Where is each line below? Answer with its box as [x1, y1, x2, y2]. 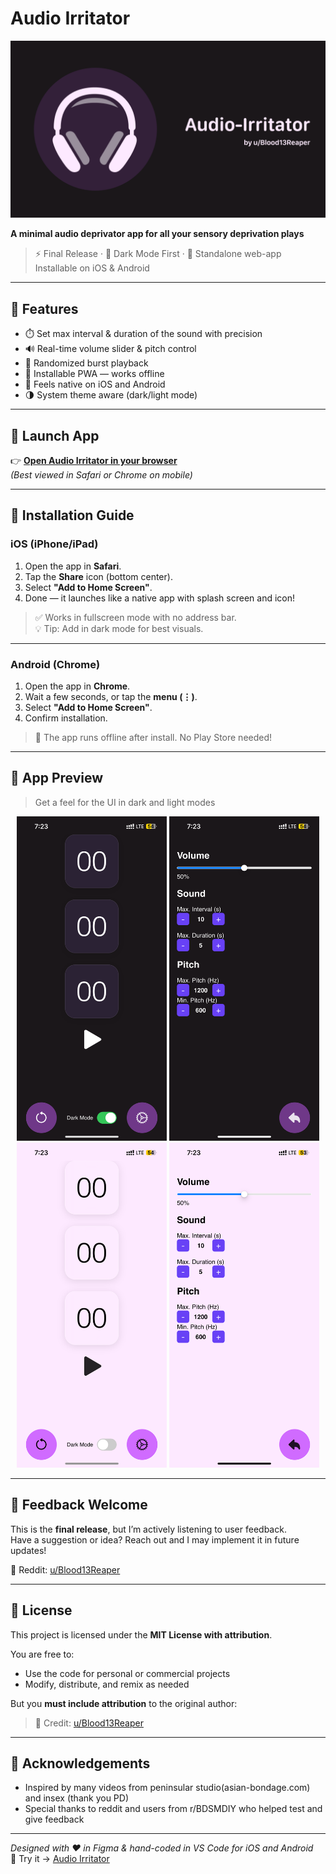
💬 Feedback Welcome [10, 1497, 148, 1514]
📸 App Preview [10, 770, 104, 787]
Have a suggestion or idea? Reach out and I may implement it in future [10, 1533, 300, 1546]
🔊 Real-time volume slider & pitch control [24, 343, 197, 355]
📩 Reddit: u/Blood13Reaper [10, 1563, 121, 1576]
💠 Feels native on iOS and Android [24, 378, 166, 391]
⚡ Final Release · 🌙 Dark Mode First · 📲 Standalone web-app [34, 248, 282, 260]
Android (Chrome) [10, 657, 101, 671]
